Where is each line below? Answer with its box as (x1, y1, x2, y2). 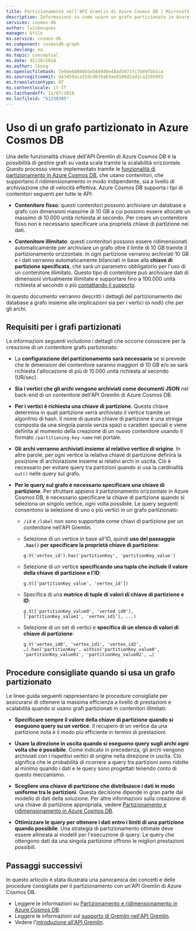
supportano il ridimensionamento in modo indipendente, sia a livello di (6, 178, 175, 185)
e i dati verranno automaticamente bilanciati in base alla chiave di (14, 256, 173, 264)
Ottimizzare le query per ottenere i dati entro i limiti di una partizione (14, 819, 184, 826)
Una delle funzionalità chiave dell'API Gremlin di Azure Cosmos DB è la (6, 153, 177, 160)
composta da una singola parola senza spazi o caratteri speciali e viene (14, 421, 187, 428)
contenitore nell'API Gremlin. (23, 524, 92, 531)
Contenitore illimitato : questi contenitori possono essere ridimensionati (14, 238, 188, 245)
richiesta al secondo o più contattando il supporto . (14, 281, 136, 288)
